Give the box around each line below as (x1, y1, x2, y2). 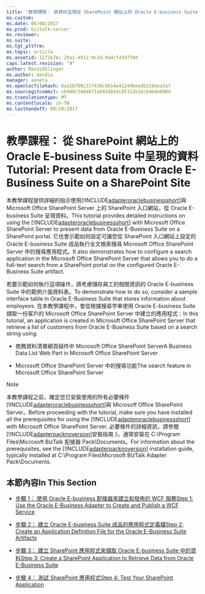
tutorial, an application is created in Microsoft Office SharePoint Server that (6, 317, 196, 325)
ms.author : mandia (6, 72, 53, 78)
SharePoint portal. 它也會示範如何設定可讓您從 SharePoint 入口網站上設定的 (6, 233, 196, 240)
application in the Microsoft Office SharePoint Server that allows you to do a (6, 255, 198, 262)
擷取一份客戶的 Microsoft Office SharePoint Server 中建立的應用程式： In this (6, 310, 199, 317)
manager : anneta (6, 77, 48, 83)
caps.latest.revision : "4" (6, 60, 75, 66)
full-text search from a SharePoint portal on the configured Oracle (6, 261, 173, 269)
